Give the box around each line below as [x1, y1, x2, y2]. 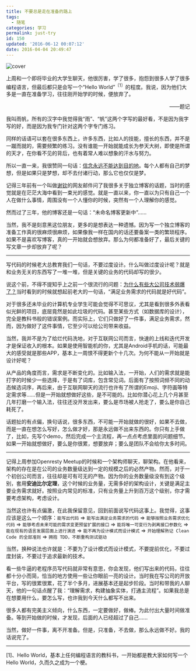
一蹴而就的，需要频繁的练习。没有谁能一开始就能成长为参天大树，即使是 [6, 143, 180, 150]
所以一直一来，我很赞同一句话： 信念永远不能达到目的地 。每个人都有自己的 [6, 162, 185, 170]
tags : [6, 14, 19, 20]
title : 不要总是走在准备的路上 [6, 8, 72, 15]
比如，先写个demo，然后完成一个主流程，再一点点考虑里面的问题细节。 [16, 433, 188, 440]
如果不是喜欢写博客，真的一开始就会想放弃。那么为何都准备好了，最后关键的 [6, 236, 190, 243]
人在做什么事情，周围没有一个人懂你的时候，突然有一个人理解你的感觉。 [6, 196, 180, 203]
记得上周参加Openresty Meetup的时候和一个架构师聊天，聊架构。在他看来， [6, 458, 190, 465]
